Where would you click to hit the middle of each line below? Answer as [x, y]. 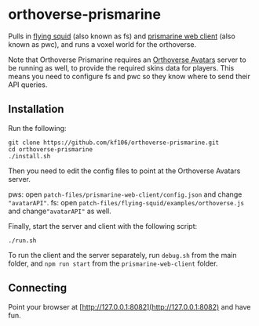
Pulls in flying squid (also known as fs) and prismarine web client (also [122, 36]
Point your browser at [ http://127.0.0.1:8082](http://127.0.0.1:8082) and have [129, 306]
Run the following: [37, 128]
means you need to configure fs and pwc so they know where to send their [129, 76]
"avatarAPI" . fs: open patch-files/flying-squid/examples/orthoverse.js [126, 202]
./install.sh [29, 156]
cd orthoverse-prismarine [50, 149]
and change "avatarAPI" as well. [60, 211]
